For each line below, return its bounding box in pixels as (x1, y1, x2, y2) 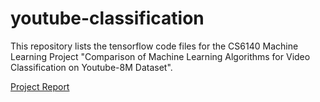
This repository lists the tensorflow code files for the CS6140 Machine (10, 40, 299, 52)
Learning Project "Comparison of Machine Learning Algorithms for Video (10, 50, 311, 62)
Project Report (10, 80, 70, 92)
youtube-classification (10, 7, 205, 30)
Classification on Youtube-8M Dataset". (10, 61, 173, 73)
